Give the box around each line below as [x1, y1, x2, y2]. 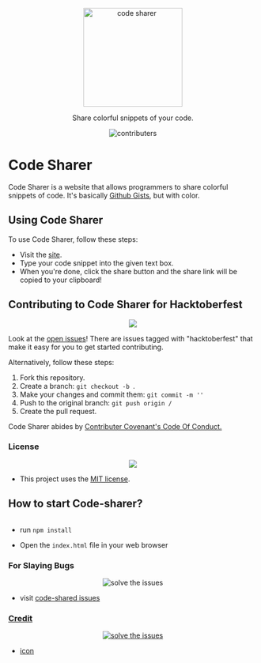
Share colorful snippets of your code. [72, 113, 194, 122]
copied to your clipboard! [19, 275, 103, 284]
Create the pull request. [19, 406, 97, 416]
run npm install [19, 525, 73, 534]
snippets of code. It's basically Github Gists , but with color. [8, 190, 200, 200]
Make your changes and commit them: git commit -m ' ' [19, 390, 204, 399]
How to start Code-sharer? [8, 497, 143, 510]
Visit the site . [19, 250, 62, 259]
